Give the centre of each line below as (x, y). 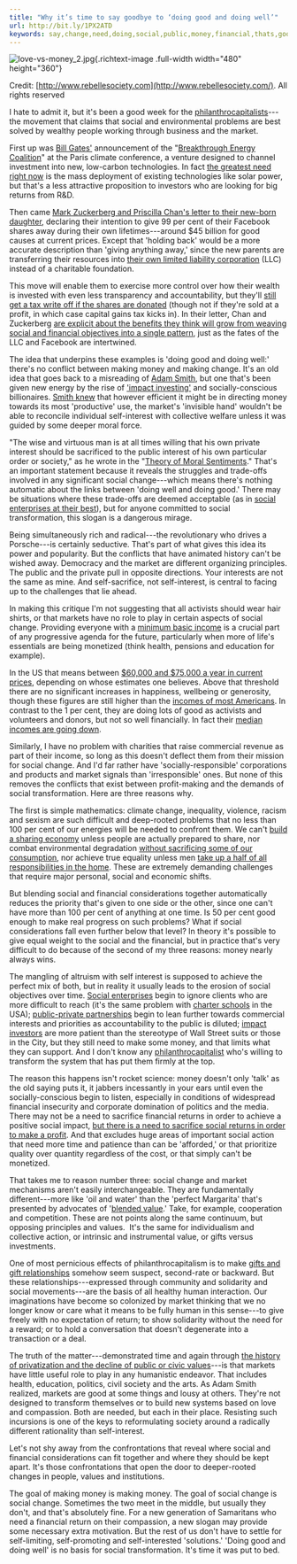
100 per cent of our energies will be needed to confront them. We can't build (148, 830)
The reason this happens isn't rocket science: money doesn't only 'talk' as (145, 1079)
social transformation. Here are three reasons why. (102, 794)
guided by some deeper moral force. (76, 425)
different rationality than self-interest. (77, 1431)
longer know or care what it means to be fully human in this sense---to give (147, 1311)
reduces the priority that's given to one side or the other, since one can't (141, 903)
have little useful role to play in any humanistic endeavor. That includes (138, 1374)
